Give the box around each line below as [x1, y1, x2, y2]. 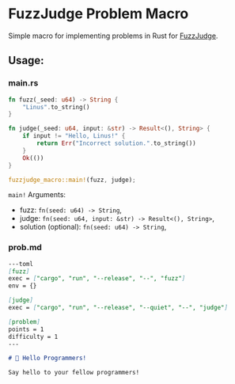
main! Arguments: [8, 190, 66, 200]
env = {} [8, 282, 37, 290]
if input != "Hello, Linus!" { [22, 132, 126, 140]
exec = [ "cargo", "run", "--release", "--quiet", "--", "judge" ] [8, 304, 228, 312]
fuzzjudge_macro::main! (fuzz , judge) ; [8, 176, 136, 184]
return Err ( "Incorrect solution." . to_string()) [36, 139, 196, 147]
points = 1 [8, 325, 44, 333]
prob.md [8, 242, 42, 253]
